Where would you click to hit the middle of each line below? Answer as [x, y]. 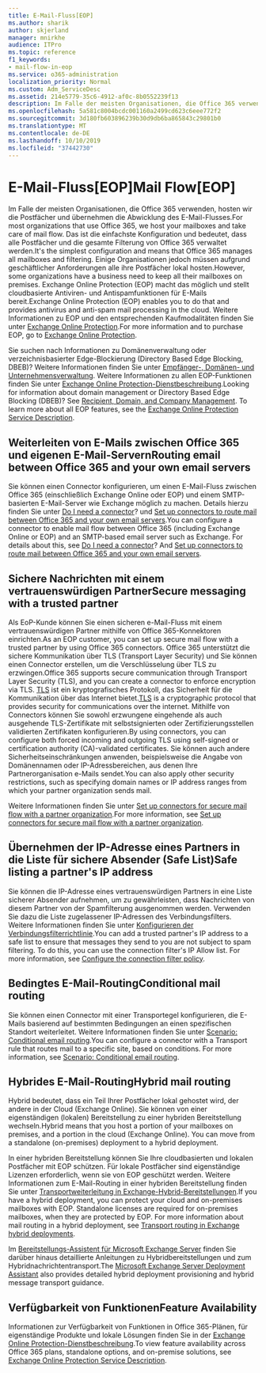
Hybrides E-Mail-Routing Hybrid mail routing [120, 1081]
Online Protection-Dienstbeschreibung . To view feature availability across [127, 1344]
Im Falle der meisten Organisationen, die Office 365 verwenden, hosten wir [131, 209]
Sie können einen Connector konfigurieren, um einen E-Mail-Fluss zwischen [133, 487]
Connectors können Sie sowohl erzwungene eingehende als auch [115, 715]
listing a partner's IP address [81, 872]
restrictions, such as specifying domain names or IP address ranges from [127, 782]
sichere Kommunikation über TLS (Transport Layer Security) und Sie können [133, 656]
